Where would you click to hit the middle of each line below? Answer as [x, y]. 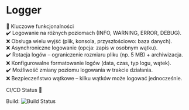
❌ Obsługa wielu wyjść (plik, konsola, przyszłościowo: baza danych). [89, 41]
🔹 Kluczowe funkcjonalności [40, 26]
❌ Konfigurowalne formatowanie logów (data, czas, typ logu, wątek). [89, 63]
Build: [13, 101]
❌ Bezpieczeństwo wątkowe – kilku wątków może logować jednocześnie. [94, 78]
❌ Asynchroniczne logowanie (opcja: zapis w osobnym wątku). [82, 48]
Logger [24, 10]
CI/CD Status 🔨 [24, 90]
